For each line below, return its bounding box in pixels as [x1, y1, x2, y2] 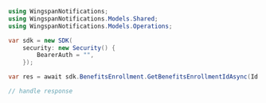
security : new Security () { [22, 44, 115, 51]
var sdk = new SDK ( [8, 36, 73, 44]
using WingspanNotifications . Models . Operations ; [8, 22, 173, 30]
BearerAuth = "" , [37, 51, 94, 59]
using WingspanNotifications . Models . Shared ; [8, 14, 158, 23]
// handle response [8, 87, 73, 95]
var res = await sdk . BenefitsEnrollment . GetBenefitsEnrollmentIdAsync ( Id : [8, 73, 262, 81]
